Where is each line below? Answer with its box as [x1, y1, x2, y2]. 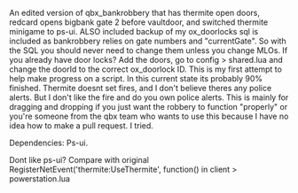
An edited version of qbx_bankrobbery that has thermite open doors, [9, 8, 260, 18]
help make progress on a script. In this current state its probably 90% [9, 73, 263, 83]
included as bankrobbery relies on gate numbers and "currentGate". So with [9, 35, 286, 46]
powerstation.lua [9, 174, 71, 184]
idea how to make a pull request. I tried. [9, 120, 153, 131]
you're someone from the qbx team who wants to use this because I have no [9, 111, 289, 121]
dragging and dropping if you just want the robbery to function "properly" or [9, 102, 288, 112]
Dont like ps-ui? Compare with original [9, 155, 149, 165]
